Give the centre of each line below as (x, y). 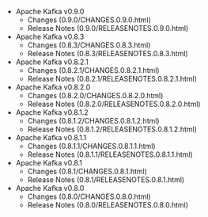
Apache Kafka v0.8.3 (50, 36)
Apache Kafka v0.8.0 (50, 188)
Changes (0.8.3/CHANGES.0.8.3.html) (89, 45)
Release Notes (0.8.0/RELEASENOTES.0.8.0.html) (108, 205)
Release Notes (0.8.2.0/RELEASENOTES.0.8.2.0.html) (114, 104)
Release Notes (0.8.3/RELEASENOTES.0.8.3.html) (108, 53)
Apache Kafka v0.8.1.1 (51, 137)
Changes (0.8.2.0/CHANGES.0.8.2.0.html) (95, 95)
